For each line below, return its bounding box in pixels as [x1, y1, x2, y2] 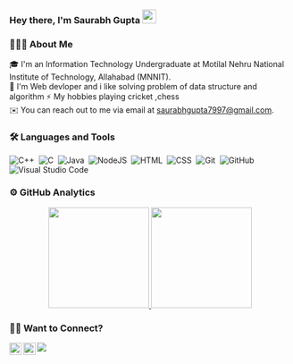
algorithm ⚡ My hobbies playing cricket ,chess [9, 91, 180, 102]
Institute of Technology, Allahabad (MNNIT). [9, 72, 172, 82]
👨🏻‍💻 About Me [9, 38, 73, 50]
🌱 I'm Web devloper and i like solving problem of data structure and [9, 81, 257, 92]
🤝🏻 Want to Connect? [9, 322, 104, 334]
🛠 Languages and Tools [9, 131, 116, 143]
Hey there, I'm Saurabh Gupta [9, 13, 141, 26]
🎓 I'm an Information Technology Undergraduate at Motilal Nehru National [9, 59, 284, 70]
